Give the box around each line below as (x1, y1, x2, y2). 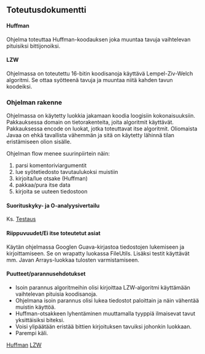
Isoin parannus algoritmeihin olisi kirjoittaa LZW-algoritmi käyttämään (15, 284, 190, 291)
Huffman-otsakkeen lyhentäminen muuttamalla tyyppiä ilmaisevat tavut (15, 309, 196, 317)
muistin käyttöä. (15, 303, 56, 311)
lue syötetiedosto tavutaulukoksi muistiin (15, 168, 118, 176)
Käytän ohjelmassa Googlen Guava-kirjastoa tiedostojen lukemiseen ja (6, 243, 185, 250)
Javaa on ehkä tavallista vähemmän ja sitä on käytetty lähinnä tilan (6, 132, 175, 139)
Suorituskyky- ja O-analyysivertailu (6, 201, 100, 209)
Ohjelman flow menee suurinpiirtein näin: (6, 150, 110, 157)
